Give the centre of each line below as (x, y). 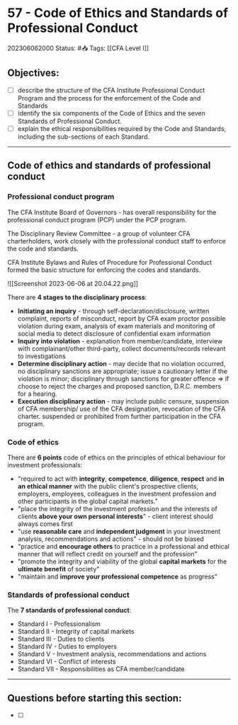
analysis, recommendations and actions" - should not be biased (110, 539)
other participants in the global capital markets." (87, 501)
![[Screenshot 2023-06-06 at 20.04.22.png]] (73, 283)
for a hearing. (38, 394)
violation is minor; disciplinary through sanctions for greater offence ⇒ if (123, 378)
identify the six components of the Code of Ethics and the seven (111, 113)
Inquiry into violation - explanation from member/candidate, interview (120, 341)
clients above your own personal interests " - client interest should (115, 516)
